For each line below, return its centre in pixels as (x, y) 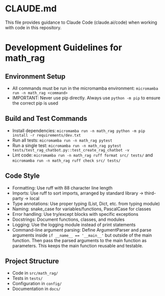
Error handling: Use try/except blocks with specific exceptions (75, 214)
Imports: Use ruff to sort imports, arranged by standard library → (78, 193)
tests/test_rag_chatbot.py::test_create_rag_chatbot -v (71, 150)
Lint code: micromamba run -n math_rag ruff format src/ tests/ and (82, 155)
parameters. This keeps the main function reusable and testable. (78, 246)
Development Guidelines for (64, 48)
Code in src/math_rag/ (35, 273)
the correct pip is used (35, 103)
